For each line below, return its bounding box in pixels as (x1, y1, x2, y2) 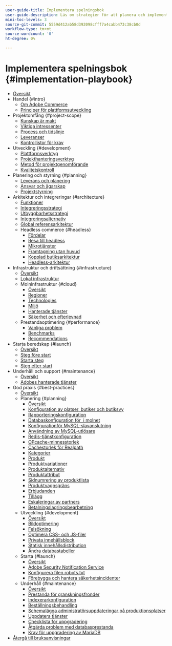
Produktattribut (28, 471, 60, 477)
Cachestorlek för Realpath (28, 444, 83, 450)
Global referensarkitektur (20, 221, 73, 227)
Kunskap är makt (20, 117, 56, 123)
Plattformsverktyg (20, 150, 58, 156)
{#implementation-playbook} (5, 74, 133, 85)
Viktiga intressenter (20, 123, 62, 129)
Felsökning (28, 526, 51, 532)
